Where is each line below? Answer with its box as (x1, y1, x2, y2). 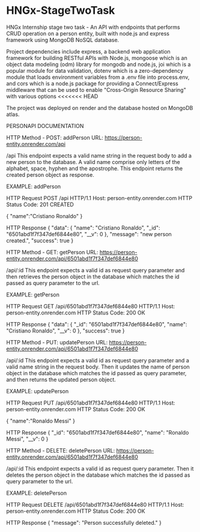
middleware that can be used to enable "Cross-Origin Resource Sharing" (6, 86, 186, 93)
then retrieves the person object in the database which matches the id (6, 273, 180, 280)
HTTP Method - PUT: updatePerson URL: (6, 338, 108, 346)
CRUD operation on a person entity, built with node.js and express (6, 29, 170, 37)
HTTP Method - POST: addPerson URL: (6, 133, 104, 141)
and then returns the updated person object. (6, 376, 116, 383)
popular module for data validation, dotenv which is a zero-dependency (6, 67, 184, 74)
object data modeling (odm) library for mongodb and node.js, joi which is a (6, 61, 191, 68)
